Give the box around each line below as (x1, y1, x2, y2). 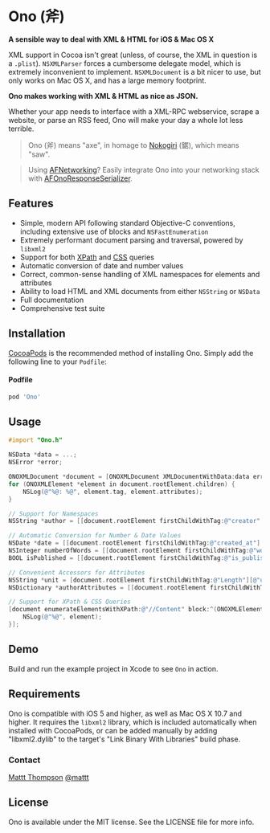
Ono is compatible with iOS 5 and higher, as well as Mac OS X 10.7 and (8, 708, 243, 718)
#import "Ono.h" (8, 436, 63, 444)
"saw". (27, 149, 51, 159)
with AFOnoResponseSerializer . (27, 174, 133, 183)
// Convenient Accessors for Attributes (8, 568, 146, 577)
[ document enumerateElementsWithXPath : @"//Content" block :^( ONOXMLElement (8, 606, 264, 614)
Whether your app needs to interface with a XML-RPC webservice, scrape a (8, 106, 260, 116)
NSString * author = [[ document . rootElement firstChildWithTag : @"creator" (8, 517, 261, 525)
